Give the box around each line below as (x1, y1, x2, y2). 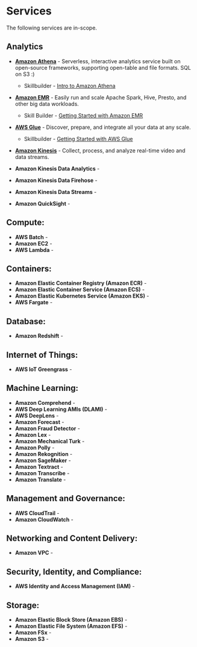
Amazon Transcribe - (14, 469, 70, 477)
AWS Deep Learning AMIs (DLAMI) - (14, 405, 107, 413)
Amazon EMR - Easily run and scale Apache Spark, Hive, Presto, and (14, 93, 187, 101)
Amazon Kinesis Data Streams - (14, 188, 97, 195)
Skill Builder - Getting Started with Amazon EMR (23, 111, 143, 119)
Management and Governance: (6, 493, 125, 504)
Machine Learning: (6, 383, 79, 393)
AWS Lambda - (14, 246, 54, 254)
